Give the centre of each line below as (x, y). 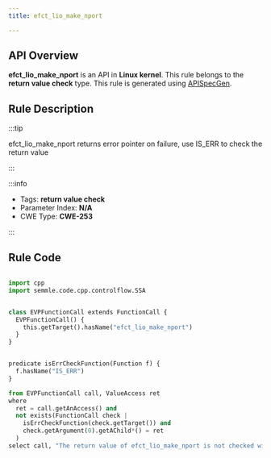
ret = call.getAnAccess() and (66, 408)
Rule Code (35, 258)
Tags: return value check (63, 199)
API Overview (44, 56)
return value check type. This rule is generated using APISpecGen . (120, 83)
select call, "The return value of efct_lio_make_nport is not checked (131, 446)
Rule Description (51, 108)
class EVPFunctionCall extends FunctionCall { (88, 312)
